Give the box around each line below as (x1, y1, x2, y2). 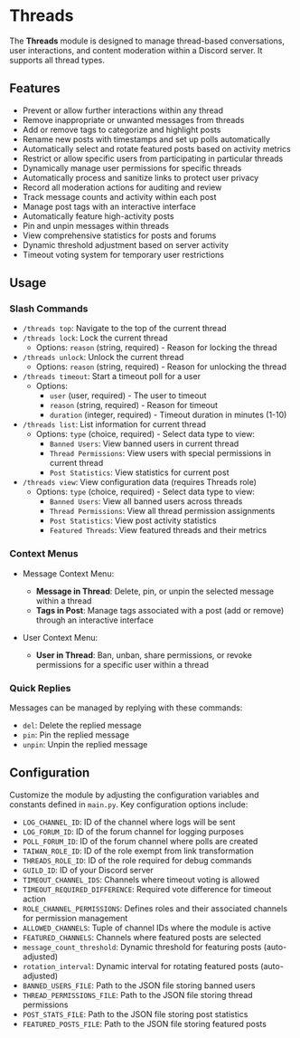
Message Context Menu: (22, 567, 115, 579)
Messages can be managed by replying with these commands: (9, 702, 243, 713)
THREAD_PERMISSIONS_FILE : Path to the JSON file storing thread (22, 989, 253, 1000)
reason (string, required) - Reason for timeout (49, 400, 219, 411)
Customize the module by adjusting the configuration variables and (9, 789, 259, 800)
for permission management (22, 912, 128, 923)
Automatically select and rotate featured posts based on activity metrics (22, 143, 291, 154)
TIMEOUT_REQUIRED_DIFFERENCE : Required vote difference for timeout (22, 883, 272, 894)
